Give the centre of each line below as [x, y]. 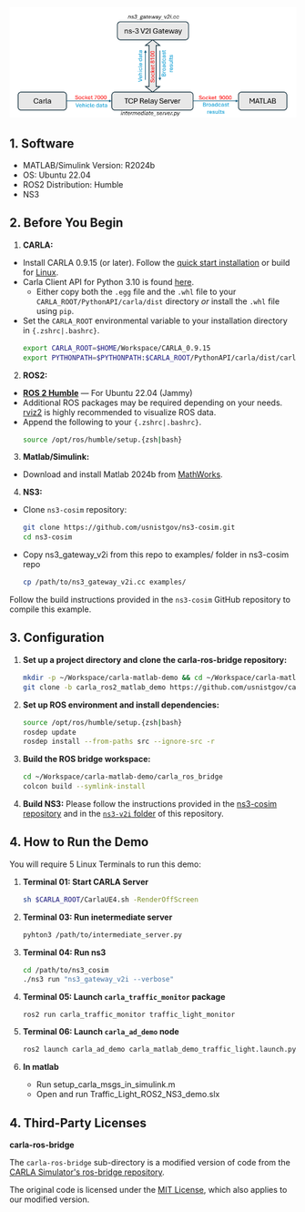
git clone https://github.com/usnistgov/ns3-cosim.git [129, 528]
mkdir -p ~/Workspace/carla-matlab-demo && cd [112, 677]
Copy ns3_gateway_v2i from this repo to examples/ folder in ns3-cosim [156, 555]
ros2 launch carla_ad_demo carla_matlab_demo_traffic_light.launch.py [159, 1050]
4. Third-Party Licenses [78, 1123]
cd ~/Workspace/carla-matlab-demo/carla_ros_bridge [122, 777]
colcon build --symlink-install [84, 787]
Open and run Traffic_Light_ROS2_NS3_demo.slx [128, 1095]
